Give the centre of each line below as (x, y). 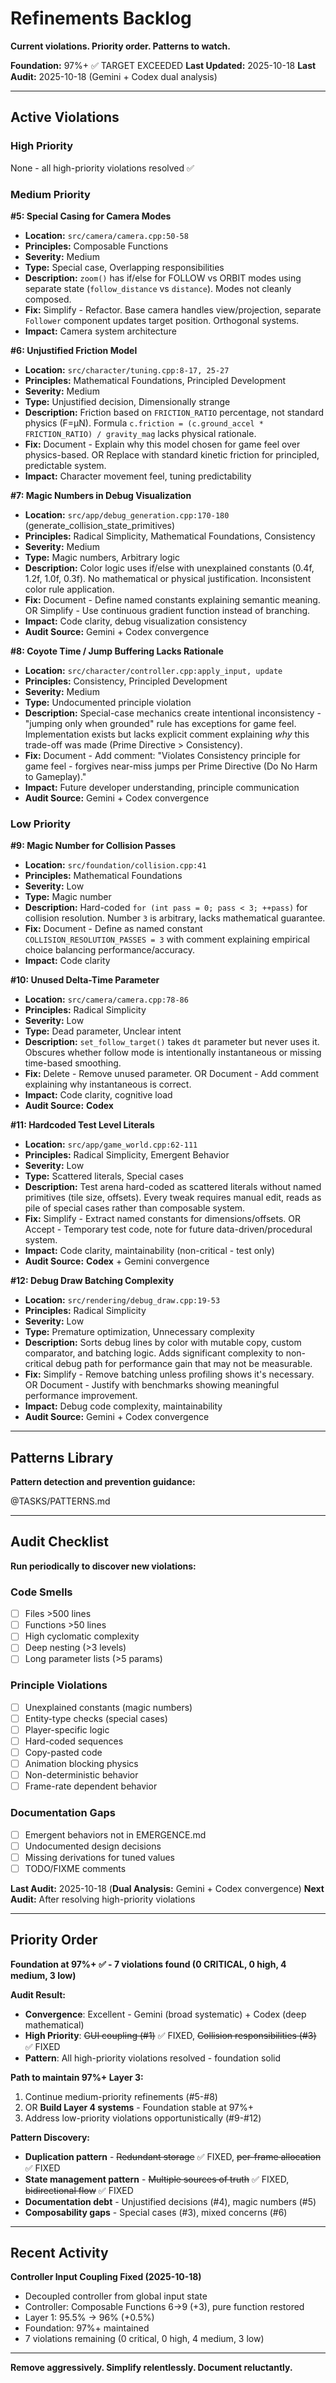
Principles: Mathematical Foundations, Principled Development (155, 380)
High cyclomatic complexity (82, 1636)
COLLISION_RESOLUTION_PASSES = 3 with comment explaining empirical (167, 939)
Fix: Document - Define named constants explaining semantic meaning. (172, 599)
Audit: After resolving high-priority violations (103, 1899)
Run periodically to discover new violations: (103, 1566)
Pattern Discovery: (50, 2137)
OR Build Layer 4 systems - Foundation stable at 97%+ (139, 2107)
